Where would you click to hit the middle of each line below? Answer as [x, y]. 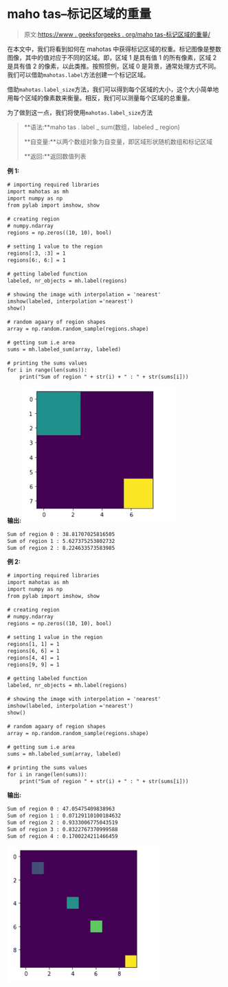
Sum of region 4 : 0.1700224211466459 [62, 836]
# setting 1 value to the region [55, 246]
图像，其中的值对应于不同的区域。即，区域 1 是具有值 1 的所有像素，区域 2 [112, 57]
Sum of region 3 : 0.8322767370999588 [62, 829]
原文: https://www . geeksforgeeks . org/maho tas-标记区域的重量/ [117, 34]
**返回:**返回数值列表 [55, 156]
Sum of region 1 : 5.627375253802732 [61, 541]
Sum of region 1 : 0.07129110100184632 [64, 815]
